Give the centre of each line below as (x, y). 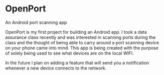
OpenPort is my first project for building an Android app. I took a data (76, 32)
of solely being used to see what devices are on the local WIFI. (70, 53)
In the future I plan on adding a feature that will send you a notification (77, 63)
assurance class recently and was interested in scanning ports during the (81, 37)
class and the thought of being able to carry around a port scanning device (82, 42)
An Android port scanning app (36, 22)
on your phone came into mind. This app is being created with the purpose (82, 48)
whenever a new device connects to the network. (56, 68)
